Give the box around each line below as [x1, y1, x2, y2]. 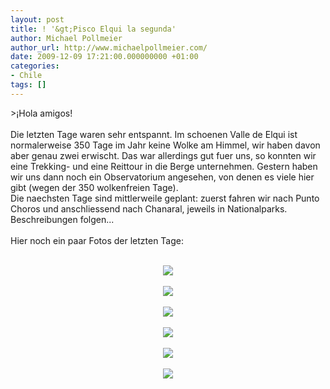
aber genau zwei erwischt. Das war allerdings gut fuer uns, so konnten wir [10, 149, 317, 161]
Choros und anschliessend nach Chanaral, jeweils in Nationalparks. [10, 202, 288, 215]
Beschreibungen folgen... [10, 213, 115, 225]
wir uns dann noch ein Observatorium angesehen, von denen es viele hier [10, 171, 315, 183]
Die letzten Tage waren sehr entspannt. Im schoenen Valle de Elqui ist [10, 128, 298, 140]
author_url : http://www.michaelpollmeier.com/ [10, 42, 208, 53]
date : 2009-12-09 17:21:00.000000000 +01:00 [10, 52, 199, 62]
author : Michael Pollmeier [10, 33, 123, 43]
